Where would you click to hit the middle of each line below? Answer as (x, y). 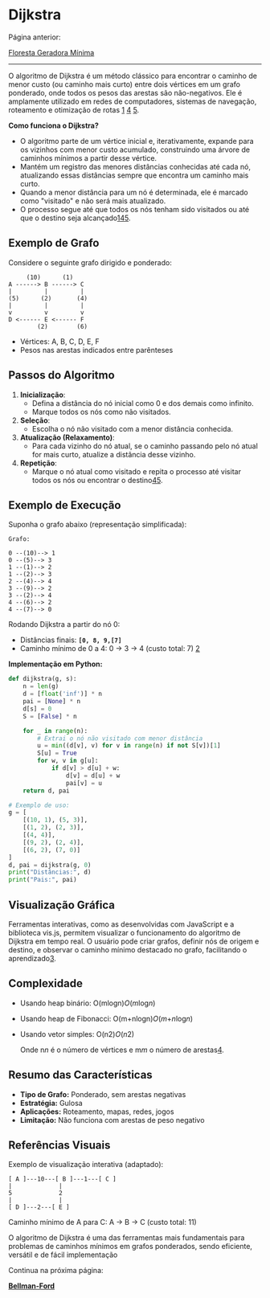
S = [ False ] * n (50, 716)
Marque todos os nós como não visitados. (101, 412)
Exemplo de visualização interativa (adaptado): (86, 1165)
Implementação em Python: (55, 664)
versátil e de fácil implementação (63, 1255)
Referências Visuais (59, 1145)
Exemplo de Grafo (54, 243)
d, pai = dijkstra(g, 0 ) (50, 865)
